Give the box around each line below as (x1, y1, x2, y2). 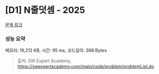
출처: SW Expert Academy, (17, 58, 72, 64)
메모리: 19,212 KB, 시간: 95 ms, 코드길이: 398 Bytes (5, 47, 107, 53)
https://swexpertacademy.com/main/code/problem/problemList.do (17, 64, 155, 70)
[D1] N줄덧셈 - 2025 (5, 4, 85, 16)
